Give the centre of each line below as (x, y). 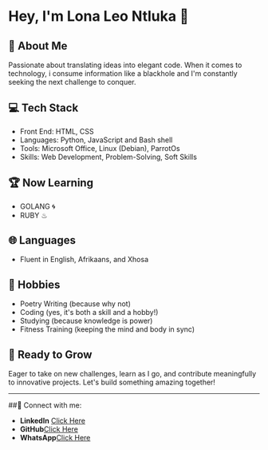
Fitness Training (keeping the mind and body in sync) (107, 329)
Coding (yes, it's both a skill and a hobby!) (89, 313)
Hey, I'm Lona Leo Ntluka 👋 (99, 16)
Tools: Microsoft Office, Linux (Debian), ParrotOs (100, 148)
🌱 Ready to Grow (50, 354)
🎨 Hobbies (34, 284)
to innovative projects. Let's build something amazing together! (112, 382)
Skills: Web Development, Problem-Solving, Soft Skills (108, 157)
